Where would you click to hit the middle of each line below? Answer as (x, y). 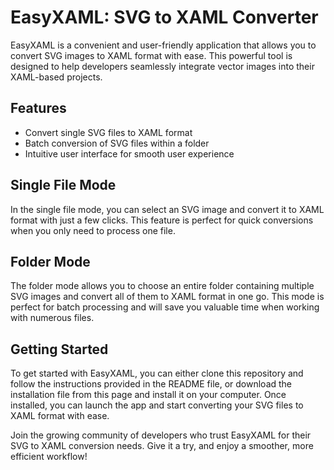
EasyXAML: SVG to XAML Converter (164, 17)
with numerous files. (52, 318)
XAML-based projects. (56, 77)
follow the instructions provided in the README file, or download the (151, 384)
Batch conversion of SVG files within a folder (117, 143)
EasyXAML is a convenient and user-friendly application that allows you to (163, 45)
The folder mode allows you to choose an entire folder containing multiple (162, 286)
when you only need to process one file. (93, 230)
